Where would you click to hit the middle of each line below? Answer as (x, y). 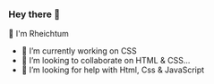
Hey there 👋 (34, 14)
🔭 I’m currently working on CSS (79, 51)
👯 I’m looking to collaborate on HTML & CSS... (106, 61)
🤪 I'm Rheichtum (39, 34)
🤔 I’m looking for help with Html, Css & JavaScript (113, 70)
